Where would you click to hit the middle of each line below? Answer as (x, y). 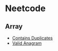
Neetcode (25, 8)
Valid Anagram (27, 43)
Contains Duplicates (32, 38)
